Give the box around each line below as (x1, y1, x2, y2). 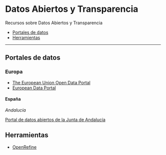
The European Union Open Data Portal (12, 79, 90, 85)
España (5, 96, 21, 102)
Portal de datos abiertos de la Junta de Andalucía (5, 116, 106, 122)
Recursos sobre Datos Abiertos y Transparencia (5, 20, 103, 26)
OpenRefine (12, 144, 37, 150)
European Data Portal (12, 85, 56, 91)
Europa (5, 68, 23, 75)
